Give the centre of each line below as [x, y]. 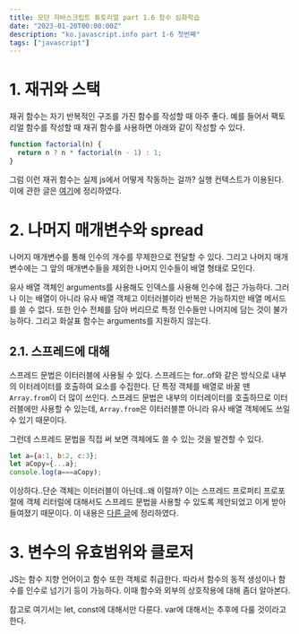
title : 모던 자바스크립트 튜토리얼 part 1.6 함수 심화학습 [105, 17]
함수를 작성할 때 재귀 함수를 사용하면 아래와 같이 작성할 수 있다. [135, 127]
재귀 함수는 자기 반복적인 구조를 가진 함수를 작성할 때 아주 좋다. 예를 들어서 [139, 117]
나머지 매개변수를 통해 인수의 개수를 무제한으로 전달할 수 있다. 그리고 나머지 [141, 256]
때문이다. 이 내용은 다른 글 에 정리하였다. [109, 513]
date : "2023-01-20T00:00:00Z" [66, 26]
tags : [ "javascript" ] [50, 43]
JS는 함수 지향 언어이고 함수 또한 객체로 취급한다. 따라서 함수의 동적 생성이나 [143, 579]
